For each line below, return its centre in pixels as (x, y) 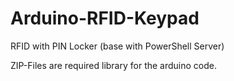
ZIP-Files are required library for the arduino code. (114, 65)
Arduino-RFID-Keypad (105, 18)
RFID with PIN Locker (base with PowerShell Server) (117, 46)
